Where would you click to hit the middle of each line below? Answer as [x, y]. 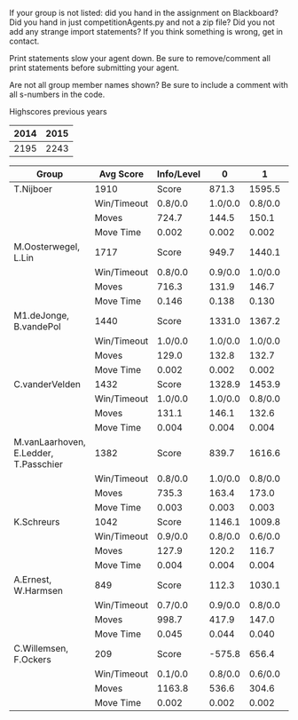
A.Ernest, [32, 579]
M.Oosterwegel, [47, 246]
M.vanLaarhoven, [50, 442]
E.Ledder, [34, 453]
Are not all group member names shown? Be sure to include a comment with [149, 85]
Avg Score [122, 174]
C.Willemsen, [41, 649]
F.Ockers [32, 659]
